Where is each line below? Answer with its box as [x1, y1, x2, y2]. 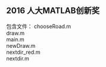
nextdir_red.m [6, 48, 41, 56]
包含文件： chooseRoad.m [6, 23, 71, 30]
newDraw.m [6, 42, 36, 49]
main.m [6, 35, 25, 43]
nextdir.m [6, 54, 30, 62]
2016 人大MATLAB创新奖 [6, 5, 100, 16]
